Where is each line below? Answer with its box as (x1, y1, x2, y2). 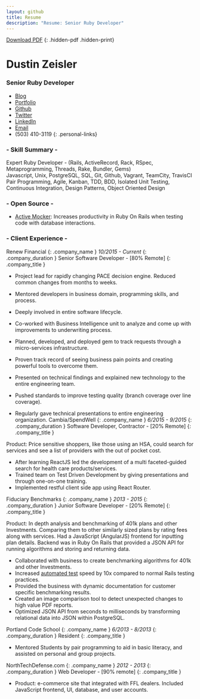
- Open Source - (6, 199, 54, 208)
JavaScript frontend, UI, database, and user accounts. (14, 686, 148, 693)
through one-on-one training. (14, 477, 87, 485)
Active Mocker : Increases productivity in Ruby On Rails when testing (14, 213, 183, 220)
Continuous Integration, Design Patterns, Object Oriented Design (6, 184, 165, 192)
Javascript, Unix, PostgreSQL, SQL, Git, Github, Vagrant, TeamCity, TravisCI (6, 172, 192, 179)
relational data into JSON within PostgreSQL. (14, 614, 125, 621)
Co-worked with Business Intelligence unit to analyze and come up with (14, 320, 191, 327)
